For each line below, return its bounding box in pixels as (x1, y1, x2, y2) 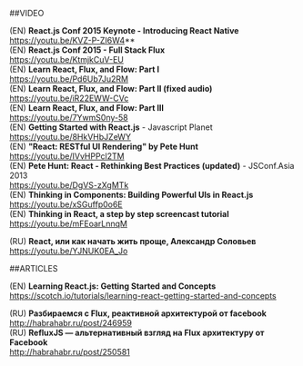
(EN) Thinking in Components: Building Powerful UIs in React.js (9, 190, 254, 200)
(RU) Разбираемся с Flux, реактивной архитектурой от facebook (9, 308, 267, 319)
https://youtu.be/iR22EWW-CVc (9, 93, 129, 104)
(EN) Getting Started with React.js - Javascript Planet (9, 122, 213, 133)
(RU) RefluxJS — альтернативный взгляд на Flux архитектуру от (9, 327, 265, 338)
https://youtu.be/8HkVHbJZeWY (9, 132, 132, 142)
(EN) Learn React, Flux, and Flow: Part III (9, 103, 164, 113)
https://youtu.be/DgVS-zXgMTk (9, 180, 129, 190)
